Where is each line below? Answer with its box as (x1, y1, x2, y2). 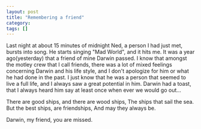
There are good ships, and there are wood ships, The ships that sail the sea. (6, 98, 194, 106)
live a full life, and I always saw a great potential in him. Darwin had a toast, (6, 80, 191, 88)
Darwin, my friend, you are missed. (6, 116, 93, 124)
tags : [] (6, 25, 28, 32)
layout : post (6, 8, 39, 15)
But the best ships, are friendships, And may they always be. (6, 104, 156, 112)
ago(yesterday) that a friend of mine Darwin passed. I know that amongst (6, 55, 187, 62)
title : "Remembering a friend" (6, 14, 85, 20)
